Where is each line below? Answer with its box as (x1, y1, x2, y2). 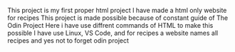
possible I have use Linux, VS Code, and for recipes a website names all (7, 28, 219, 37)
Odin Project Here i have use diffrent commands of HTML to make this (7, 21, 214, 29)
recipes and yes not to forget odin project (7, 36, 130, 45)
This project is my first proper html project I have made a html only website (7, 6, 227, 14)
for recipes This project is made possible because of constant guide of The (7, 14, 229, 22)
